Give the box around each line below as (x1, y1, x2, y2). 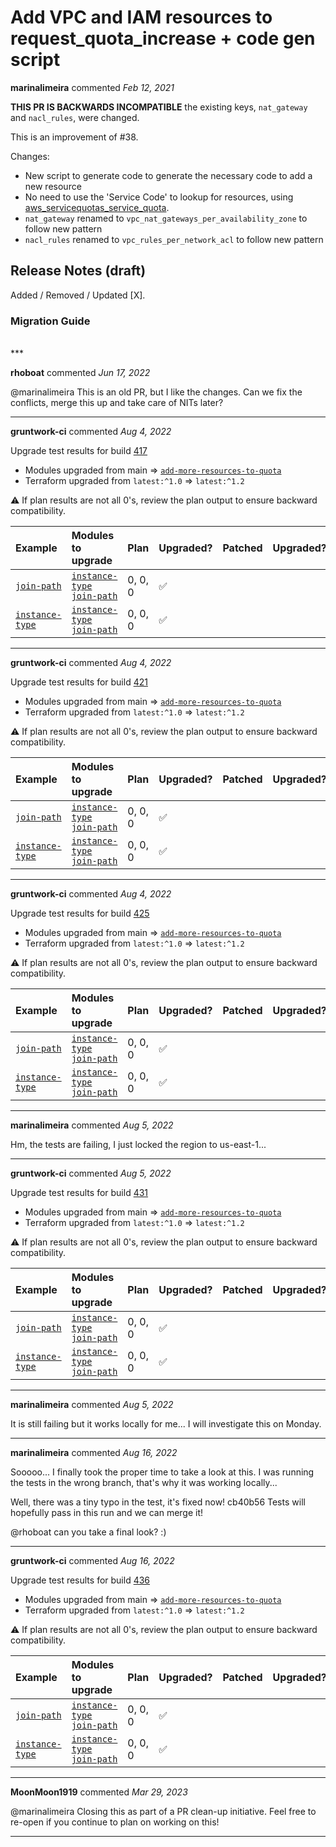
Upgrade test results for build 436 (10, 1574, 151, 1586)
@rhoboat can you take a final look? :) (10, 1526, 167, 1538)
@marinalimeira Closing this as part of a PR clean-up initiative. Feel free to (10, 1806, 317, 1818)
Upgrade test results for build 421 (10, 676, 148, 688)
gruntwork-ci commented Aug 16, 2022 (10, 1555, 175, 1567)
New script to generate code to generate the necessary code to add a (24, 169, 313, 181)
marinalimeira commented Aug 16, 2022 (10, 1447, 178, 1459)
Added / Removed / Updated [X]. (10, 289, 146, 301)
